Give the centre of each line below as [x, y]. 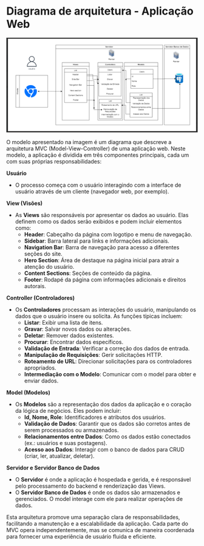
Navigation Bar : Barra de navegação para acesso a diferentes [102, 247]
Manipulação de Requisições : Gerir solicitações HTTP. [93, 354]
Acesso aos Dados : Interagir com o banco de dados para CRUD [104, 449]
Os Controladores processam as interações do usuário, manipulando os [105, 309]
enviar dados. [41, 381]
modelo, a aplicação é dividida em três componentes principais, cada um [98, 155]
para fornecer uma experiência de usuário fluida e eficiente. [81, 536]
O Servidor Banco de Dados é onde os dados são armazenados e [97, 492]
